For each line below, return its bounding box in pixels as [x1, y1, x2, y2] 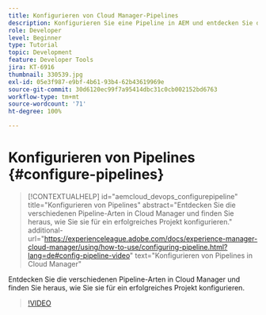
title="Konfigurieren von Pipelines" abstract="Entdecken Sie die [27, 200, 236, 209]
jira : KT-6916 [8, 63, 55, 71]
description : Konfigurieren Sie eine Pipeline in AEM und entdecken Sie [8, 19, 253, 27]
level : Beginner [8, 33, 62, 42]
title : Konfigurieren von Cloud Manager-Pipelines [8, 11, 179, 20]
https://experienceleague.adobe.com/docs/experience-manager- [44, 233, 258, 243]
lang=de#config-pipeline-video [27, 251, 131, 260]
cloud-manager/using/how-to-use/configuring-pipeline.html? [27, 242, 228, 252]
